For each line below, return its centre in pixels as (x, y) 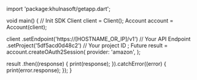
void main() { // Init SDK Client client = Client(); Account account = (90, 20)
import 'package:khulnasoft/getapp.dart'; (58, 9)
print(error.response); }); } (39, 70)
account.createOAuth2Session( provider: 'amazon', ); (74, 52)
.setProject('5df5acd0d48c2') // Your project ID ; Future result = (87, 45)
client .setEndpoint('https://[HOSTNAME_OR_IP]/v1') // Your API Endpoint (98, 39)
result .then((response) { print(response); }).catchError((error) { (87, 64)
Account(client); (27, 27)
